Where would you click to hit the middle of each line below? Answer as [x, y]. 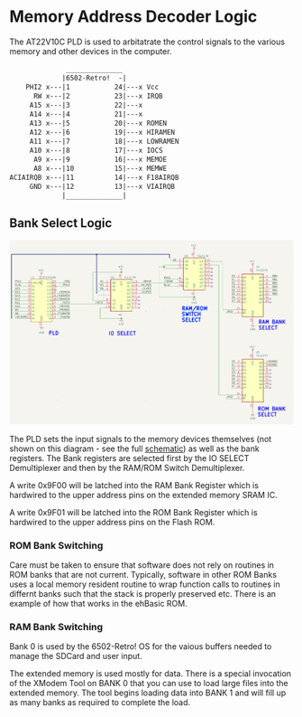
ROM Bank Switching [56, 545]
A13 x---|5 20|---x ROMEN [98, 123]
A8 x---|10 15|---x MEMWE [100, 168]
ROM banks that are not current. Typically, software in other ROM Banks [143, 575]
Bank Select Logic [61, 223]
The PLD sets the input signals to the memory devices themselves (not [141, 439]
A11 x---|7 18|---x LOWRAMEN [104, 141]
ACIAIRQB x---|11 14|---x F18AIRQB [94, 177]
